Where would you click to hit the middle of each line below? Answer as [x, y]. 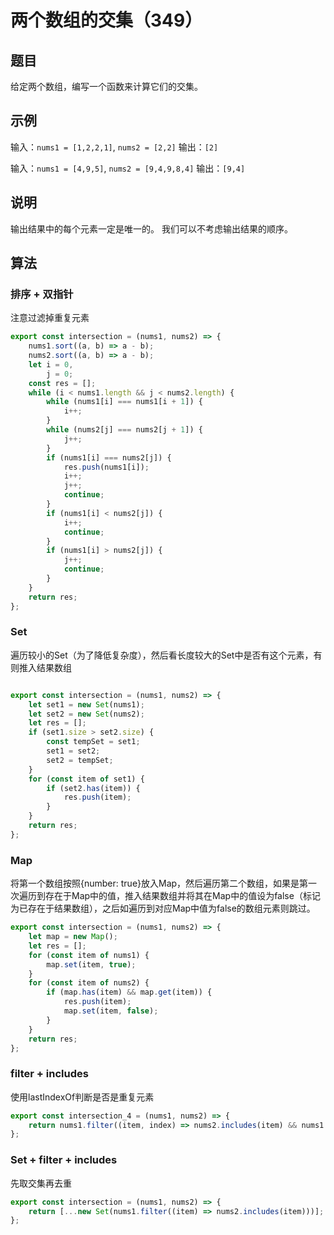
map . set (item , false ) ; [111, 1011]
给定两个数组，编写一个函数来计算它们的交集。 [106, 86]
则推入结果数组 [41, 667]
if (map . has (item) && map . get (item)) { [129, 992]
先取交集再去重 [41, 1183]
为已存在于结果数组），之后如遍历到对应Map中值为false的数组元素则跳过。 [163, 908]
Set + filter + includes [64, 1160]
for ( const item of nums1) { [89, 955]
